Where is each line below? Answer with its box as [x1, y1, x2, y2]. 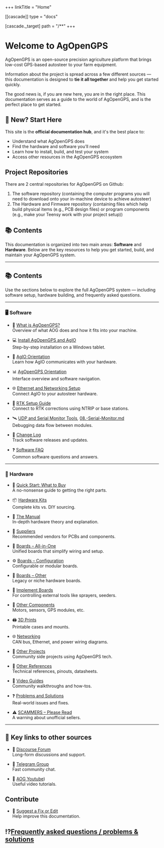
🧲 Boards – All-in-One [12, 543, 56, 549]
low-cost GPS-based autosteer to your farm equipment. [5, 61, 117, 68]
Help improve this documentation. [12, 813, 81, 819]
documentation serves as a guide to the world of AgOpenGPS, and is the [5, 96, 151, 102]
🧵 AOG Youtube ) [12, 775, 45, 781]
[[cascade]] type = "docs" [5, 14, 58, 19]
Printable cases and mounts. [12, 624, 70, 629]
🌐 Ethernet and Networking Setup [12, 385, 81, 391]
